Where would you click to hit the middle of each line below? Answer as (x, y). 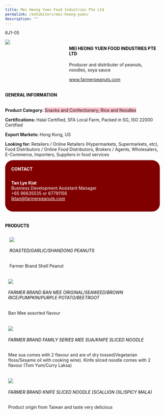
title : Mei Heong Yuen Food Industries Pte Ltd (55, 10)
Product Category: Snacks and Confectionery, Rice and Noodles (71, 110)
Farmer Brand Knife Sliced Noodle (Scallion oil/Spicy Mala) (80, 392)
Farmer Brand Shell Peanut (36, 266)
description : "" (22, 19)
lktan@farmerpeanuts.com (38, 199)
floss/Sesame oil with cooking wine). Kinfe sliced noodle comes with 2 (79, 360)
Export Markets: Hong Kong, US (38, 134)
